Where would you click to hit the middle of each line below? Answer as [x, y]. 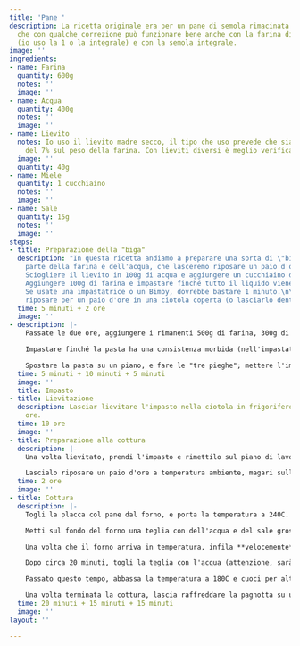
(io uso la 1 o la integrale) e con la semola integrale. [128, 42]
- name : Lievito [39, 134]
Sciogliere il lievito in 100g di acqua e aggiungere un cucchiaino [155, 275]
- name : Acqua [36, 101]
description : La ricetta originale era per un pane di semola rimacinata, [151, 26]
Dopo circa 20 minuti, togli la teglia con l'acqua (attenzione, [150, 563]
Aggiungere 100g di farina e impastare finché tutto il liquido [147, 283]
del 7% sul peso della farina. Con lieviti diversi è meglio [141, 150]
